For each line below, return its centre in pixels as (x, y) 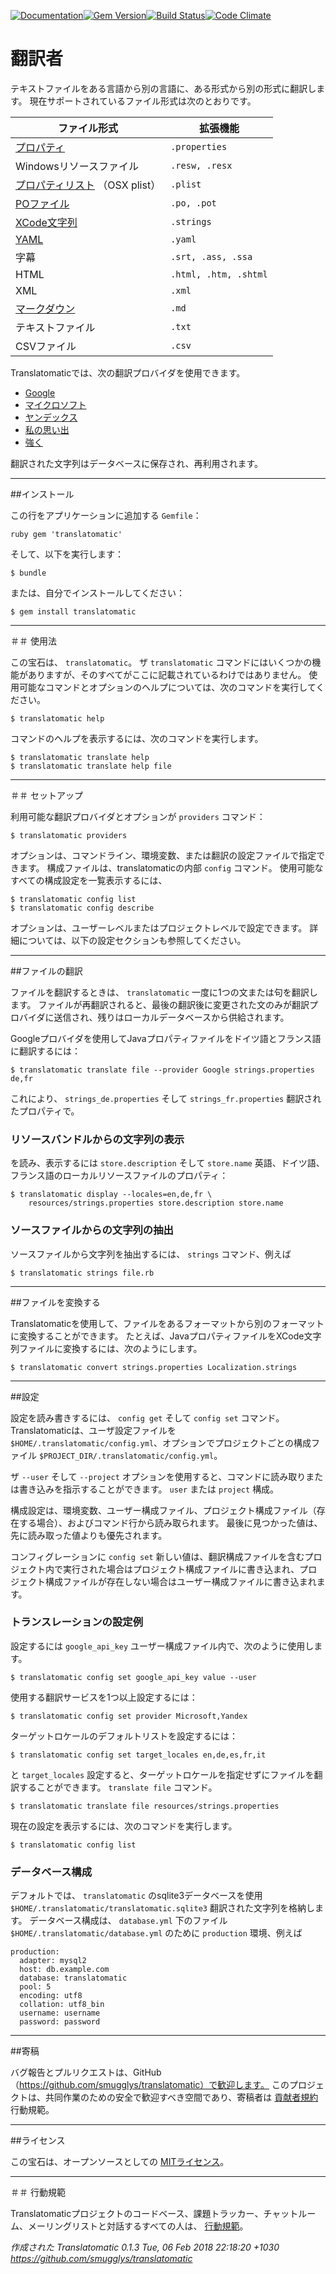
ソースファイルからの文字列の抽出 (92, 1230)
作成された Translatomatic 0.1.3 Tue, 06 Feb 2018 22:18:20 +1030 (145, 2247)
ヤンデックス (51, 417)
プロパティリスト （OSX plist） (88, 185)
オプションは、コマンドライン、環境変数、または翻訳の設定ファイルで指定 (163, 855)
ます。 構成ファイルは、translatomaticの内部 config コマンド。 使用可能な (171, 867)
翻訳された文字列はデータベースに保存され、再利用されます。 (137, 463)
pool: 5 (35, 1987)
